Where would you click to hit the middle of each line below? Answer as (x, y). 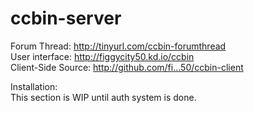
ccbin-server (66, 18)
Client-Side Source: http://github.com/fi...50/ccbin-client (127, 67)
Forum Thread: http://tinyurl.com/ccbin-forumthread (118, 46)
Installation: (34, 86)
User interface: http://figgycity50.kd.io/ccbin (102, 56)
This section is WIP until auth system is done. (103, 97)
